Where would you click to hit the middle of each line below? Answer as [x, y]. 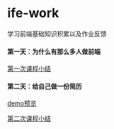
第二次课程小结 [29, 118]
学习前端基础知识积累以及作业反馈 [57, 33]
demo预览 [22, 103]
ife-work [33, 13]
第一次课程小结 [29, 68]
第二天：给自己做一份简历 [45, 86]
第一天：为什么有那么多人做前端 [54, 51]
